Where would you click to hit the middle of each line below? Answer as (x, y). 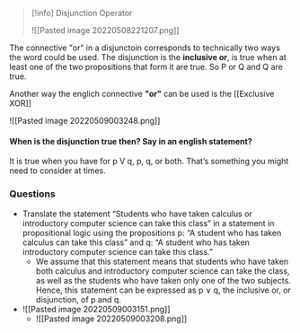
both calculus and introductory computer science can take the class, (163, 271)
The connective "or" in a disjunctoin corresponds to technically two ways (145, 48)
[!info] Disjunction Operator (82, 13)
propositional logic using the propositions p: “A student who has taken (152, 232)
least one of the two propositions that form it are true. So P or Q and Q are (146, 67)
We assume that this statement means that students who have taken (162, 261)
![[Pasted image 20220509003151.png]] (96, 309)
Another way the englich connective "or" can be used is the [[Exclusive (142, 94)
